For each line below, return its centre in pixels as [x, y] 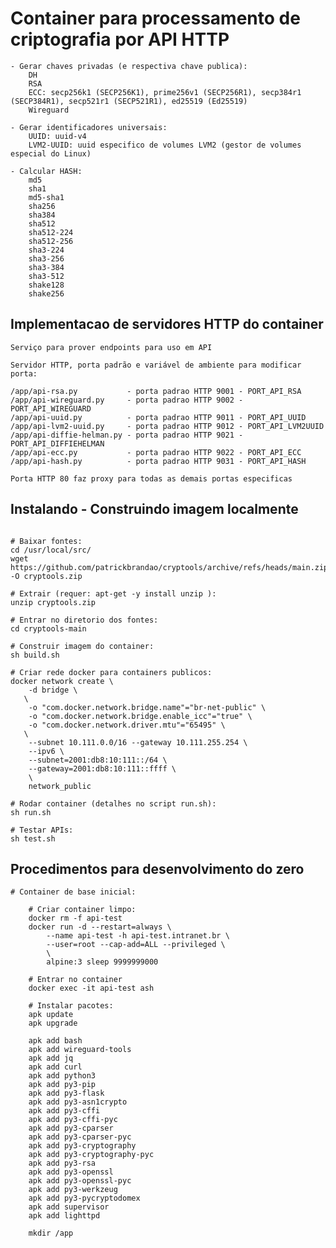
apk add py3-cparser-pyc [80, 1137]
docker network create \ [62, 681]
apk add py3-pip [62, 1085]
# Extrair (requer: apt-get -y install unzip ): [113, 593]
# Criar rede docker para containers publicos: [111, 672]
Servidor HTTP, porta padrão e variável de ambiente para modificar [156, 365]
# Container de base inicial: [73, 892]
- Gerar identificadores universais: [89, 127]
